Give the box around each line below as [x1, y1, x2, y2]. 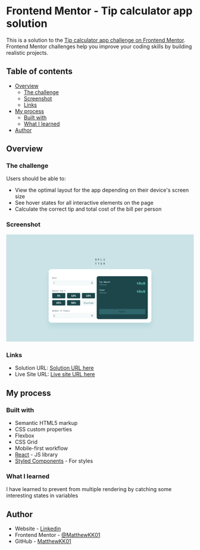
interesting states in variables [6, 492, 79, 499]
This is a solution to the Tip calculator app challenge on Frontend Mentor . [6, 36, 186, 43]
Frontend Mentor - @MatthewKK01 [14, 532, 101, 539]
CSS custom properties [14, 426, 73, 433]
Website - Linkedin [14, 525, 61, 532]
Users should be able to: [6, 175, 67, 182]
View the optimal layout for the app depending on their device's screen [14, 186, 189, 194]
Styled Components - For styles [14, 457, 93, 465]
